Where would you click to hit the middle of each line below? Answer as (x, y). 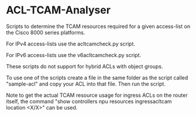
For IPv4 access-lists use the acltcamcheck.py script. (71, 44)
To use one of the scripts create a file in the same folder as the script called (97, 78)
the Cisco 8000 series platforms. (46, 32)
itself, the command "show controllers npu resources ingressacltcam (89, 101)
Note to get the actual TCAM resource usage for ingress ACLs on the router (97, 95)
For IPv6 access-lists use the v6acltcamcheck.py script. (74, 55)
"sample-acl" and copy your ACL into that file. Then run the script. (86, 84)
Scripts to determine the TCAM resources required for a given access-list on (98, 26)
